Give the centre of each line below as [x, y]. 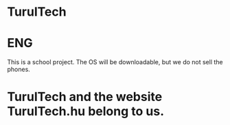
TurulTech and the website [85, 97]
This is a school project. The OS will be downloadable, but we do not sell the [115, 62]
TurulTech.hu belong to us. [86, 112]
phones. [19, 70]
